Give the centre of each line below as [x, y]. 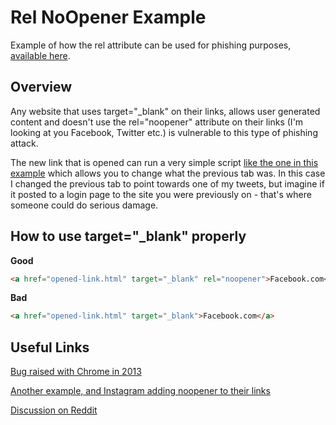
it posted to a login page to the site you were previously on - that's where [161, 194]
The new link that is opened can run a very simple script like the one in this [164, 162]
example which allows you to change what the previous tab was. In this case [168, 173]
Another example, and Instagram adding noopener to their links [140, 391]
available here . [40, 55]
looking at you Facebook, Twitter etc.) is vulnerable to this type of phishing [164, 132]
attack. [24, 143]
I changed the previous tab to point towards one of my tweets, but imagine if [167, 183]
